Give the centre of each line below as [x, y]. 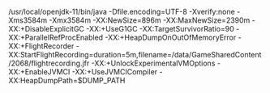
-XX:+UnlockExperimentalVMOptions [153, 63]
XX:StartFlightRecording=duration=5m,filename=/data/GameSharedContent [135, 55]
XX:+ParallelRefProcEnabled [56, 37]
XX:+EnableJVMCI [39, 72]
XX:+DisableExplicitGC [47, 29]
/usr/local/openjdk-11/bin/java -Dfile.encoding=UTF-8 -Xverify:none [122, 12]
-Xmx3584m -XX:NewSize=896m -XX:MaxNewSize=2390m [150, 20]
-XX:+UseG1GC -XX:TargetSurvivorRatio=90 [161, 29]
